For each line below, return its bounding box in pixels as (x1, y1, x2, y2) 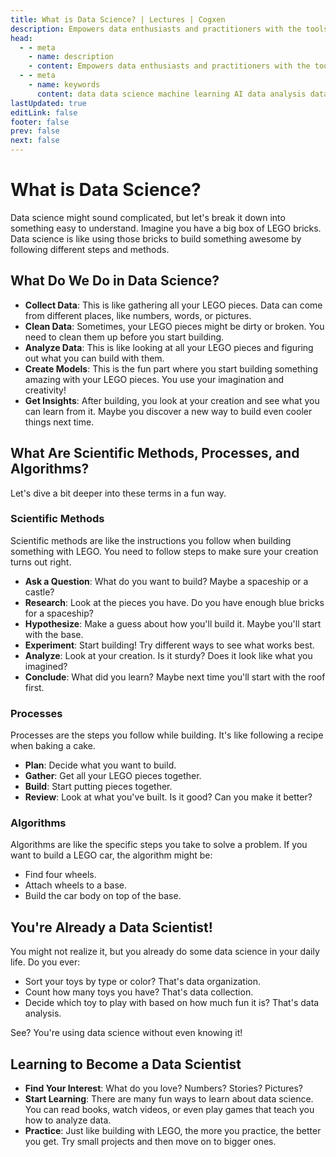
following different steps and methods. (10, 243, 170, 255)
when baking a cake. (10, 740, 96, 752)
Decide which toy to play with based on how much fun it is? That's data (24, 997, 320, 1009)
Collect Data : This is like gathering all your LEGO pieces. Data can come (24, 299, 323, 311)
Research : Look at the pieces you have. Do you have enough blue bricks (24, 596, 325, 608)
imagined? (24, 660, 68, 672)
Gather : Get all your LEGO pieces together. (24, 770, 202, 782)
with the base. (24, 628, 84, 640)
